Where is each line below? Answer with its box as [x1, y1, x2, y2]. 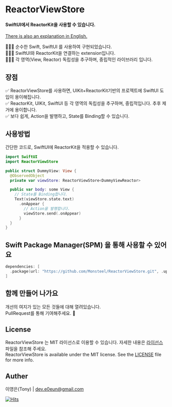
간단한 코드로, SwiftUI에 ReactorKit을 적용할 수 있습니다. [5, 144, 119, 151]
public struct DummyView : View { [5, 168, 77, 174]
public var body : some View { [10, 187, 74, 192]
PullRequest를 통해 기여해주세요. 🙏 [5, 310, 76, 316]
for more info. [5, 357, 34, 363]
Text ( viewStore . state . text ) [14, 197, 74, 202]
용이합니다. [14, 106, 37, 113]
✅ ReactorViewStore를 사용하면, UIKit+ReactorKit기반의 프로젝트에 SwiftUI [5, 88, 159, 94]
